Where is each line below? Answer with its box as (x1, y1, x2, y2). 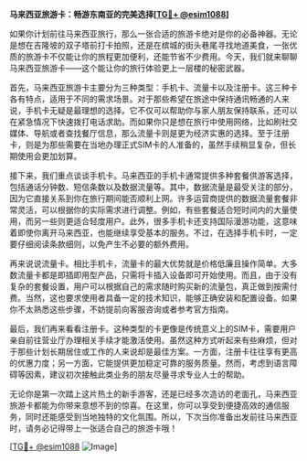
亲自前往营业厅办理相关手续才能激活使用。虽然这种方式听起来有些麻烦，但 (9, 335, 290, 346)
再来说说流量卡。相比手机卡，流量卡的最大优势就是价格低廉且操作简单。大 (9, 258, 290, 269)
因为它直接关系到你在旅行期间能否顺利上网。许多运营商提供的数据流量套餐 (9, 193, 290, 204)
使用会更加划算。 (16, 151, 82, 161)
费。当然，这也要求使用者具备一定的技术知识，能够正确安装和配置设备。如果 (9, 293, 298, 303)
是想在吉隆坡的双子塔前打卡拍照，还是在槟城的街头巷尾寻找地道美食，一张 (9, 40, 290, 50)
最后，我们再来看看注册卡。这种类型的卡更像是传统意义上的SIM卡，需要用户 (9, 324, 297, 334)
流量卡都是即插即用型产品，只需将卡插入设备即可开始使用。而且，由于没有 (16, 270, 298, 280)
